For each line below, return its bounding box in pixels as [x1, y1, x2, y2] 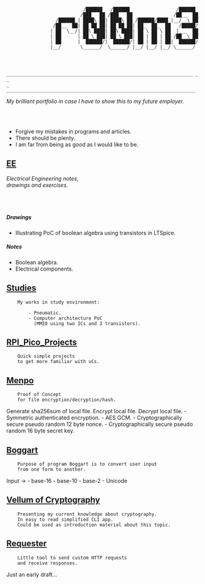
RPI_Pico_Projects [6, 337, 77, 347]
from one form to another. [17, 466, 86, 473]
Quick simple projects [17, 353, 75, 359]
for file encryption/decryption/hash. [17, 397, 116, 403]
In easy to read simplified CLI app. [17, 516, 114, 523]
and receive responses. [17, 560, 78, 566]
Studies [6, 283, 37, 293]
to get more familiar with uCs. [17, 359, 100, 365]
